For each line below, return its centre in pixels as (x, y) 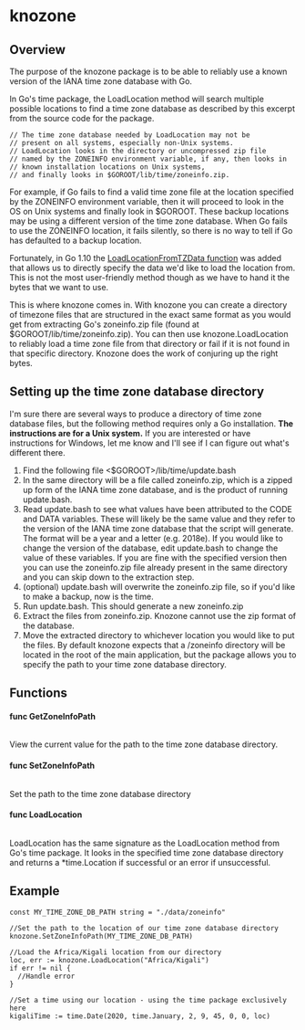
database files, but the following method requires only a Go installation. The (152, 423)
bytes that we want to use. (59, 287)
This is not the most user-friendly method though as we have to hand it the (149, 278)
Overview (38, 50)
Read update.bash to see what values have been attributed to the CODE (158, 509)
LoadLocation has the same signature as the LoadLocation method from (145, 843)
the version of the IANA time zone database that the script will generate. (158, 528)
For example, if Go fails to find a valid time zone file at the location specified (152, 192)
